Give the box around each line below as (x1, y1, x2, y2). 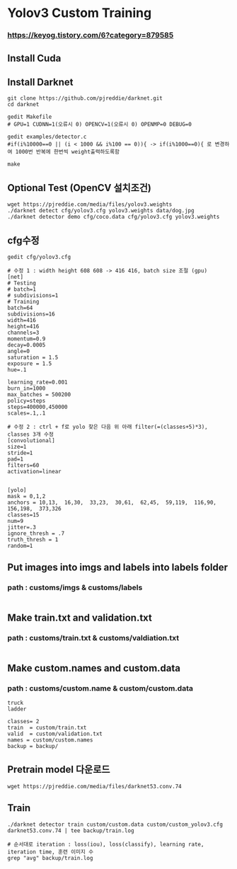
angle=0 (7, 347, 30, 355)
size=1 (7, 443, 27, 450)
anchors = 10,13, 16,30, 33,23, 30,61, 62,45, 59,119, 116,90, (7, 499, 217, 506)
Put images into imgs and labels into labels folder (7, 561, 229, 574)
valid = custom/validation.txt (7, 730, 103, 737)
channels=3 (7, 329, 40, 336)
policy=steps (7, 397, 46, 404)
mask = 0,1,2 (7, 493, 46, 500)
